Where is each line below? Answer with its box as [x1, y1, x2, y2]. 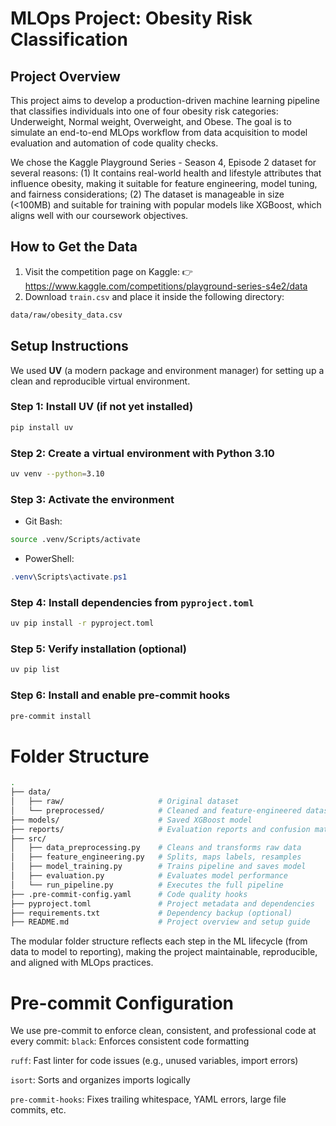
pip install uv [10, 422, 74, 432]
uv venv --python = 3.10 [10, 468, 105, 479]
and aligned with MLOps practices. [10, 957, 154, 969]
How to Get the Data [10, 238, 138, 256]
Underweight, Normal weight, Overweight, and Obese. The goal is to [10, 116, 292, 127]
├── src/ [10, 833, 47, 844]
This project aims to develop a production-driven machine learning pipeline [10, 95, 320, 106]
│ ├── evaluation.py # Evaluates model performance [10, 871, 288, 881]
